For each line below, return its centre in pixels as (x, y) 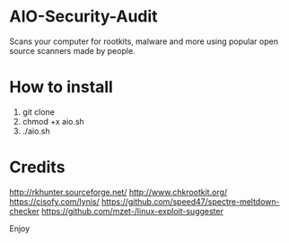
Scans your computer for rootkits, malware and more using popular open (144, 41)
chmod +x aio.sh (53, 121)
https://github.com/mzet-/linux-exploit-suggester (133, 211)
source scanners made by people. (73, 50)
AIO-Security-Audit (84, 17)
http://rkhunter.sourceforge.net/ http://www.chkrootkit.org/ (118, 192)
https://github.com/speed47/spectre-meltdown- (191, 201)
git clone (39, 112)
